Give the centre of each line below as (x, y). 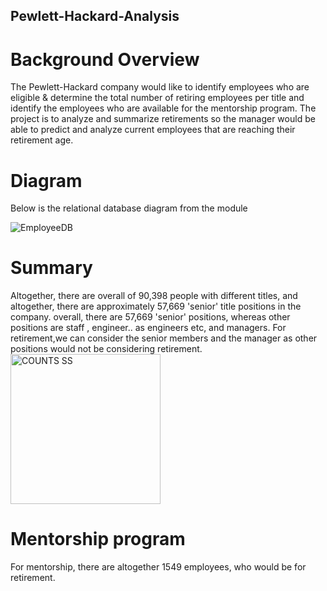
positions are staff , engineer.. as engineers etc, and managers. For (148, 328)
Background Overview (105, 59)
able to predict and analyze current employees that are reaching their (153, 130)
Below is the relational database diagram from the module (129, 208)
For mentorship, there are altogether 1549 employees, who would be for (158, 567)
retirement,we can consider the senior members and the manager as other (164, 338)
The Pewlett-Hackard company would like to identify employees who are (160, 87)
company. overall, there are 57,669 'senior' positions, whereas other (150, 317)
